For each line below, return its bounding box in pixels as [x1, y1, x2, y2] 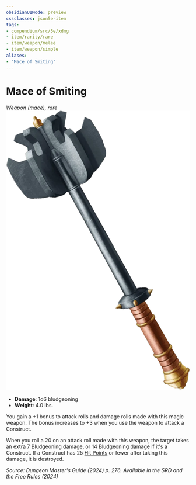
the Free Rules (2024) [6, 473, 58, 480]
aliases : [6, 53, 27, 58]
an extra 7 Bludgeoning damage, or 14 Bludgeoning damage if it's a [6, 443, 168, 450]
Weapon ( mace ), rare [6, 104, 58, 111]
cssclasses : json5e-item [6, 15, 66, 22]
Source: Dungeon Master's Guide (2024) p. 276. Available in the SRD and [6, 466, 183, 473]
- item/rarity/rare [6, 34, 54, 40]
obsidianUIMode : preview [6, 9, 66, 15]
